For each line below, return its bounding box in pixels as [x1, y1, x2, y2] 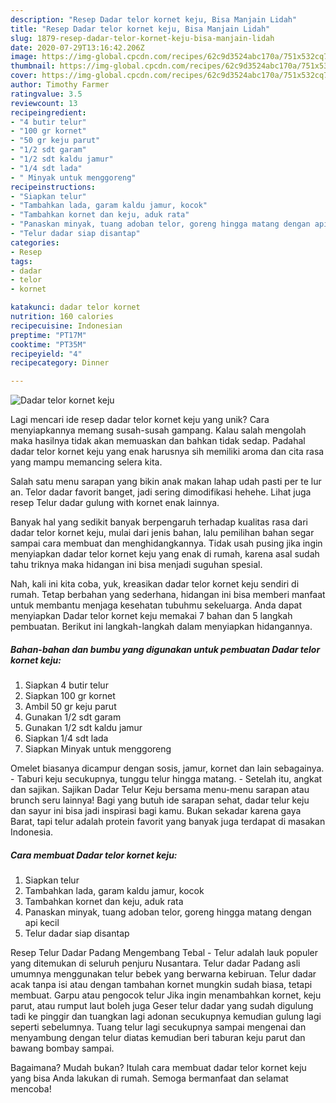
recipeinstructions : [10, 182, 97, 192]
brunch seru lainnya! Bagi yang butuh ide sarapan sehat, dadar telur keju [10, 794, 310, 806]
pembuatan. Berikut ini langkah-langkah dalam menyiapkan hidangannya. [10, 621, 313, 633]
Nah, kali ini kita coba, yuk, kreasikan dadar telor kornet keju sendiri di [10, 578, 300, 590]
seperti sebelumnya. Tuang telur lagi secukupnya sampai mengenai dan [10, 1021, 307, 1033]
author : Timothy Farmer [10, 80, 110, 90]
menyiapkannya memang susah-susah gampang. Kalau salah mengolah [10, 424, 307, 436]
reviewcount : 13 [10, 98, 78, 108]
